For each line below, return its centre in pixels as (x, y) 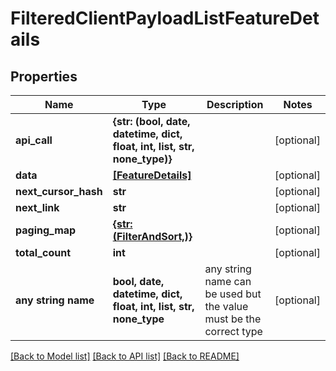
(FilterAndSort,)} (152, 236)
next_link (37, 207)
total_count (43, 252)
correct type (233, 331)
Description (235, 104)
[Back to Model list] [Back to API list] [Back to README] (125, 356)
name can (228, 281)
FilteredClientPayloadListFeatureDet (165, 18)
